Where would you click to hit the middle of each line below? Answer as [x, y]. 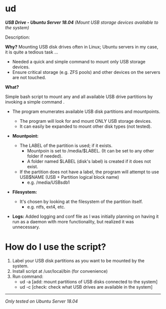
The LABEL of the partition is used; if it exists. [66, 145]
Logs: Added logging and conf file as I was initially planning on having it [85, 216]
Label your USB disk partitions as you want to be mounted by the [78, 260]
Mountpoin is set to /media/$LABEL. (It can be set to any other [90, 151]
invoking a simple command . [35, 102]
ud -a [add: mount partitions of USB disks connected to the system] [89, 282]
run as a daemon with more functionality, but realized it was [73, 221]
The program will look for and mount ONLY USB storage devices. [86, 121]
